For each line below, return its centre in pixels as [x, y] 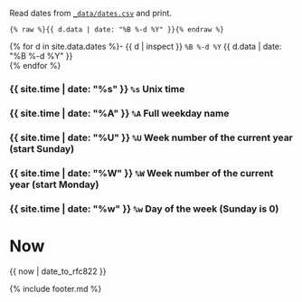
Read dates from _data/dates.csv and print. [90, 13]
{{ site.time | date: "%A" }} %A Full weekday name [119, 113]
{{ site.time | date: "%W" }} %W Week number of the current [142, 173]
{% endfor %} [35, 66]
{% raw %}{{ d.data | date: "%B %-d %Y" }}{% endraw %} [117, 30]
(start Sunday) [42, 148]
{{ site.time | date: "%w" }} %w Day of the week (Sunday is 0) [144, 209]
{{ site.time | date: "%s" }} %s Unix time [97, 89]
